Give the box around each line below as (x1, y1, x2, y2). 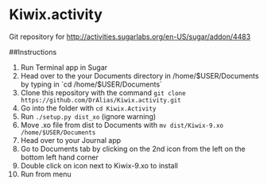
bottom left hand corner (20, 152, 99, 162)
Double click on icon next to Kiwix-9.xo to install (20, 160, 178, 170)
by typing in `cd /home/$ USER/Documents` (20, 79, 162, 89)
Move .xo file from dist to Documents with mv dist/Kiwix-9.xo (20, 120, 224, 129)
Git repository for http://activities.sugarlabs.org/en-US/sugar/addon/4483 (9, 32, 251, 41)
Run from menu (20, 169, 72, 179)
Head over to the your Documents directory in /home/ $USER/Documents (20, 71, 259, 80)
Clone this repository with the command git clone (20, 87, 186, 97)
